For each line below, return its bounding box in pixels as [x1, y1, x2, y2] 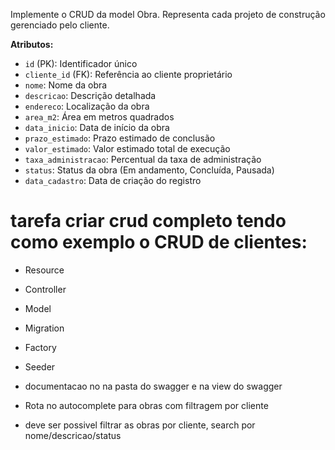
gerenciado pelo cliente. [10, 19, 110, 31]
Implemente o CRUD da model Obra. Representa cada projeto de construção [10, 9, 326, 20]
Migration [24, 322, 65, 334]
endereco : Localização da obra [24, 100, 150, 112]
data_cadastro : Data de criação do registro [24, 175, 202, 186]
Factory [24, 341, 57, 353]
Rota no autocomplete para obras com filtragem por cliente [24, 399, 269, 411]
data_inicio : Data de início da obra [24, 122, 170, 133]
